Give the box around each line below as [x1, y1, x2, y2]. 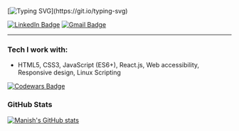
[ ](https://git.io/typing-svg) [7, 7, 128, 15]
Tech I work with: [7, 45, 68, 55]
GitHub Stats [7, 100, 53, 110]
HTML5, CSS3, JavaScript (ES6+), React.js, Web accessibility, [17, 61, 200, 69]
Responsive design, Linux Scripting [17, 68, 121, 77]
